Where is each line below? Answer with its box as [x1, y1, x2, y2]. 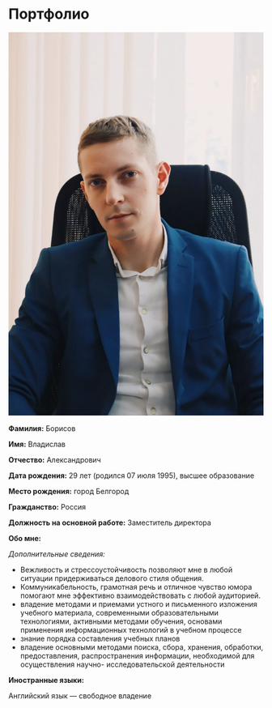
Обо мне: [8, 533, 42, 543]
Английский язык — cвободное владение [8, 690, 152, 701]
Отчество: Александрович [8, 454, 101, 464]
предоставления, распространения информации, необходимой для [19, 650, 255, 660]
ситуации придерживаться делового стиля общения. [19, 573, 204, 583]
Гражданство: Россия [8, 501, 87, 511]
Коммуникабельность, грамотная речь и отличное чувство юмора [19, 582, 253, 591]
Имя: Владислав [8, 439, 66, 449]
